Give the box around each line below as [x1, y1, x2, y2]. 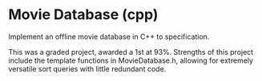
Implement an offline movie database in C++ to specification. [8, 32, 210, 41]
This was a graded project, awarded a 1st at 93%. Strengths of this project [8, 47, 254, 56]
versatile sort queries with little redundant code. [8, 64, 167, 73]
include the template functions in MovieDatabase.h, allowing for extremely [8, 56, 254, 65]
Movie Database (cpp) [8, 6, 159, 24]
